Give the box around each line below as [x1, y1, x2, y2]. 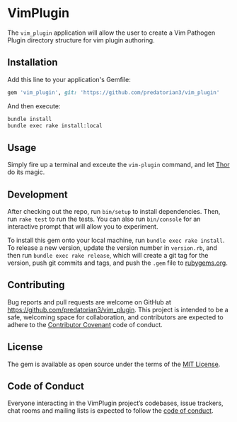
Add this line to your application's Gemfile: [7, 75, 131, 84]
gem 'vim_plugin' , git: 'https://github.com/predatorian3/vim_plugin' [7, 89, 220, 96]
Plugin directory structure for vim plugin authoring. [7, 35, 155, 44]
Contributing [7, 279, 65, 291]
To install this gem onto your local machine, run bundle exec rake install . [7, 236, 225, 244]
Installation [7, 57, 58, 69]
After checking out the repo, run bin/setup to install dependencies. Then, [7, 207, 221, 215]
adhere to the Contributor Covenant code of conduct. [7, 320, 163, 329]
